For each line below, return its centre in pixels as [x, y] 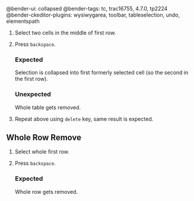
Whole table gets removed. [48, 107]
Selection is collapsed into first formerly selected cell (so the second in [101, 73]
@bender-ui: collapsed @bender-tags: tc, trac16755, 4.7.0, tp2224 [87, 9]
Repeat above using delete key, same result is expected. [84, 119]
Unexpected [33, 95]
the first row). [31, 79]
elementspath [23, 21]
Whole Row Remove [44, 137]
